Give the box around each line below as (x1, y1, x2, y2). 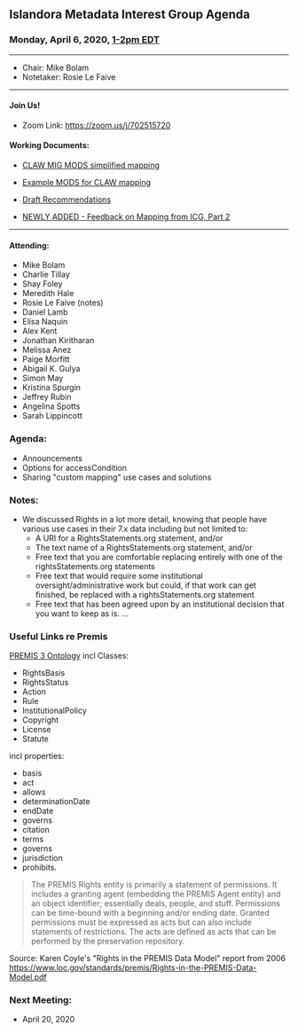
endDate (21, 806, 54, 817)
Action (21, 686, 47, 697)
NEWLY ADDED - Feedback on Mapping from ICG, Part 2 (21, 212, 231, 223)
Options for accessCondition (21, 462, 127, 473)
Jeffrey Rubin (21, 392, 73, 403)
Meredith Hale (21, 288, 74, 299)
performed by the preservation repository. (30, 935, 185, 947)
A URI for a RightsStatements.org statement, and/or (35, 532, 223, 544)
